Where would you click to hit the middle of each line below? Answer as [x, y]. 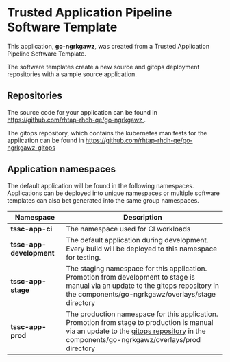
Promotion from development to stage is [130, 277]
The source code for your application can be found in [82, 112]
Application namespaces [62, 169]
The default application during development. [137, 240]
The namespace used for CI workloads [128, 229]
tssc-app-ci [31, 229]
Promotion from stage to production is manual [140, 322]
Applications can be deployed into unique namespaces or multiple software [114, 193]
